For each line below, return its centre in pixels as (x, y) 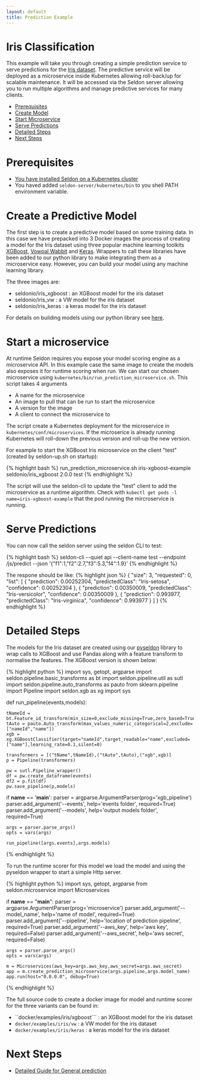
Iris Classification (51, 47)
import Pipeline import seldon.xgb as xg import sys (68, 691)
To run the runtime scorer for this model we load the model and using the (96, 866)
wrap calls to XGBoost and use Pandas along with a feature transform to (95, 654)
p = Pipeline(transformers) (41, 761)
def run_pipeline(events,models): (47, 703)
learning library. (25, 270)
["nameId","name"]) (30, 729)
